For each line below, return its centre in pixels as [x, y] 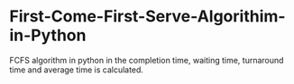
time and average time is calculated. [77, 70]
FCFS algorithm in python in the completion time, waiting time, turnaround [147, 60]
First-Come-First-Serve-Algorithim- [147, 17]
